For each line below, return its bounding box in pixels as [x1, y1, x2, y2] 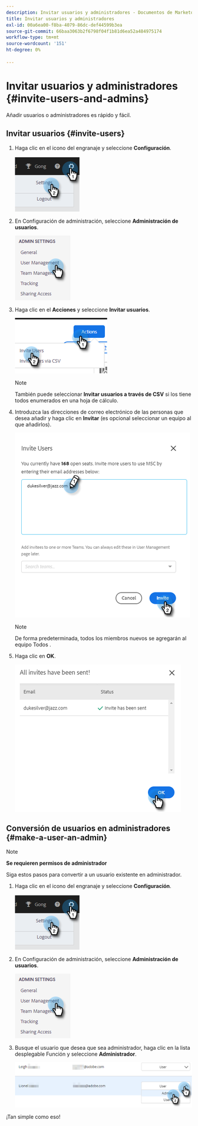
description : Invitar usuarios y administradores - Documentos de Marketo [6, 9, 194, 15]
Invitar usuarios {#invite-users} [6, 129, 125, 139]
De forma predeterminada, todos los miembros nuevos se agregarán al [14, 634, 187, 642]
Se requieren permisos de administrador [6, 860, 107, 867]
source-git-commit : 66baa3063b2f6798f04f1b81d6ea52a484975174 [6, 28, 162, 34]
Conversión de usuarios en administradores [6, 823, 171, 833]
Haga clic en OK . [14, 652, 56, 659]
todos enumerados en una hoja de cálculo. [14, 396, 119, 404]
